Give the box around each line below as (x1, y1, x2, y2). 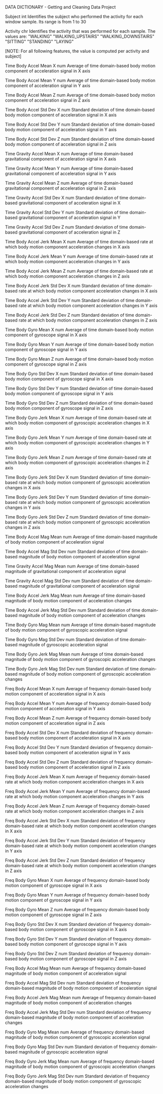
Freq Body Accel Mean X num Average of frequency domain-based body (5, 686, 152, 691)
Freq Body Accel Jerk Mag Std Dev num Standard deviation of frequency (5, 1009, 152, 1015)
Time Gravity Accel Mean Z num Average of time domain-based (5, 180, 133, 186)
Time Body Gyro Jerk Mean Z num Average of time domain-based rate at (5, 455, 152, 460)
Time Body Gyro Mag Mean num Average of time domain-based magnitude (5, 622, 156, 628)
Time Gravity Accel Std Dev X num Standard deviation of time (5, 195, 129, 200)
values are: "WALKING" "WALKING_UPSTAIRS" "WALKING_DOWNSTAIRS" (5, 34, 155, 39)
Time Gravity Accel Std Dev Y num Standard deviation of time (5, 210, 128, 215)
